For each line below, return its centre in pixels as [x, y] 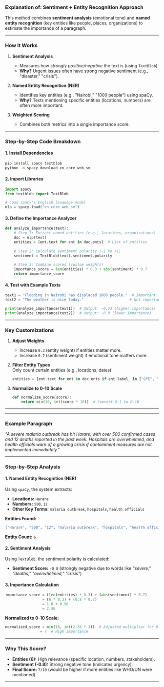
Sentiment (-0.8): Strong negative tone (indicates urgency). [72, 664]
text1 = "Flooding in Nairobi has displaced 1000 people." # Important [81, 295]
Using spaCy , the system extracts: [39, 489]
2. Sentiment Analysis [28, 548]
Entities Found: [21, 519]
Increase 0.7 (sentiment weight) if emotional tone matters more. [83, 355]
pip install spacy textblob [34, 163]
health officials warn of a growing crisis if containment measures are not [79, 444]
